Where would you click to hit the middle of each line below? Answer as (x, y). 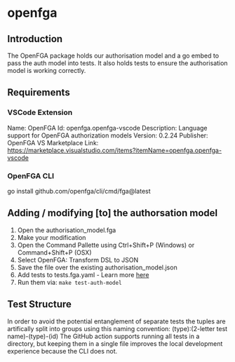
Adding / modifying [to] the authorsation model (113, 213)
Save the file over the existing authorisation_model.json (97, 267)
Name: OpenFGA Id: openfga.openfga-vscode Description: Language (107, 128)
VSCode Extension (40, 112)
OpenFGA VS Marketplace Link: (53, 142)
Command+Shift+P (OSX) (55, 252)
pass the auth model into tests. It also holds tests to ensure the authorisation (117, 63)
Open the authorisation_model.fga (67, 230)
